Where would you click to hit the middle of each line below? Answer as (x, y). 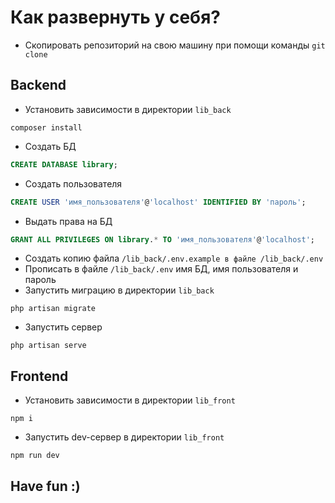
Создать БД (50, 146)
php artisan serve (48, 346)
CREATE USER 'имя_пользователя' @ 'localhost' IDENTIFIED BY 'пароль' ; (158, 202)
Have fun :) (45, 486)
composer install (46, 127)
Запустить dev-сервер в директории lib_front (124, 437)
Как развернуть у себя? (115, 17)
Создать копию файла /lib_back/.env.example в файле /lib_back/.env (174, 258)
